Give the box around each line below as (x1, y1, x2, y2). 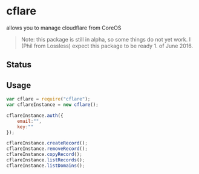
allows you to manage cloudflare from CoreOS (6, 24, 122, 31)
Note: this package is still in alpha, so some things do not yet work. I (21, 36, 191, 43)
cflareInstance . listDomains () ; (6, 163, 85, 169)
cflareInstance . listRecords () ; (6, 157, 85, 163)
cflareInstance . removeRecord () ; (6, 146, 88, 152)
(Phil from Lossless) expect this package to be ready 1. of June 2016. (21, 42, 194, 49)
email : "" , (17, 118, 42, 124)
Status (6, 60, 32, 70)
